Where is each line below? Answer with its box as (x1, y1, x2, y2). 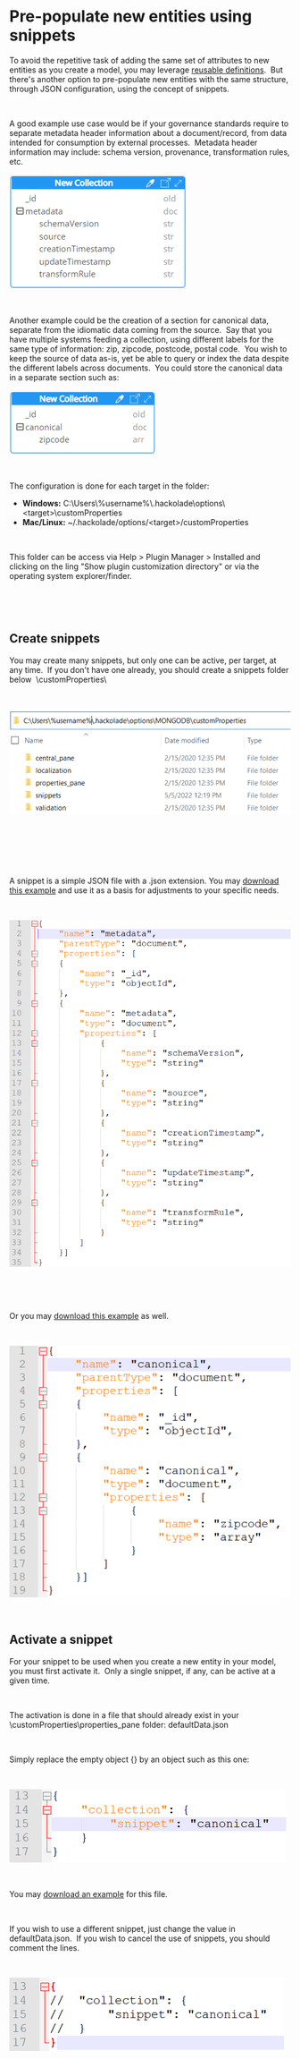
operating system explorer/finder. (9, 570, 132, 581)
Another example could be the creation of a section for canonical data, (9, 315, 270, 326)
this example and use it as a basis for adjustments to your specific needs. (9, 884, 279, 896)
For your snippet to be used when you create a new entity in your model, (9, 1655, 277, 1666)
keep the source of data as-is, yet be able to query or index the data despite (9, 353, 289, 363)
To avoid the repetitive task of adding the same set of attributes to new (9, 55, 270, 65)
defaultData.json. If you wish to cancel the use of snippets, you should (9, 1933, 271, 1944)
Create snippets (9, 631, 101, 646)
